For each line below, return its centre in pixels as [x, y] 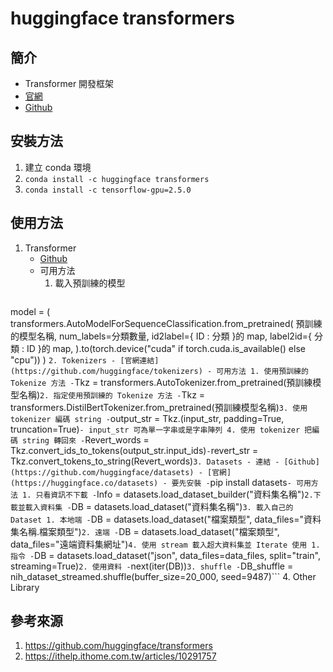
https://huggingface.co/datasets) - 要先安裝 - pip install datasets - [153, 482]
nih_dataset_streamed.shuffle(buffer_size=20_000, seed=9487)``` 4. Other [163, 576]
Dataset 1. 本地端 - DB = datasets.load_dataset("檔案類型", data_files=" [157, 519]
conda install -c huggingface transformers [117, 179]
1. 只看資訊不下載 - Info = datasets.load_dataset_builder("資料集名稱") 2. [168, 494]
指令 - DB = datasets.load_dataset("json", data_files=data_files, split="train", [165, 555]
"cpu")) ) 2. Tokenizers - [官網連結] [85, 359]
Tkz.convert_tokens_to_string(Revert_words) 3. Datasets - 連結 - [145, 461]
